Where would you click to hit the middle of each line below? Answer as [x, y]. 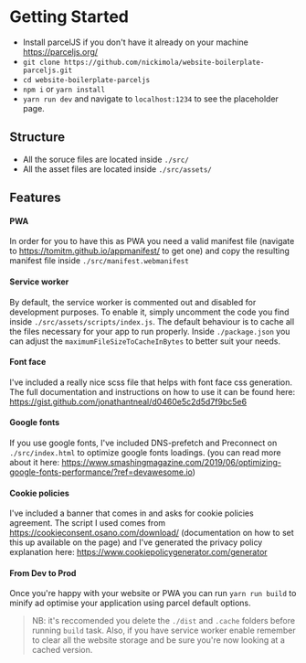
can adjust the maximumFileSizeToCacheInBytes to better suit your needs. [145, 341]
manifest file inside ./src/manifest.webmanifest [99, 261]
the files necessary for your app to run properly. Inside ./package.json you [150, 331]
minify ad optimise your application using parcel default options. [130, 603]
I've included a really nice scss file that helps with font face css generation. [151, 382]
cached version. [62, 650]
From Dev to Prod [43, 572]
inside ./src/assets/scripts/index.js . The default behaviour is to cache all [152, 321]
